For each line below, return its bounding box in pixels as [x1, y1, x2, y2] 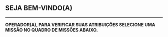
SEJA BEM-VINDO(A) [5, 4, 72, 12]
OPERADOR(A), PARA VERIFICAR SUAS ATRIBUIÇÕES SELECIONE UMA [5, 22, 155, 28]
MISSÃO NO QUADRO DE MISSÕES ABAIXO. [5, 27, 98, 33]
